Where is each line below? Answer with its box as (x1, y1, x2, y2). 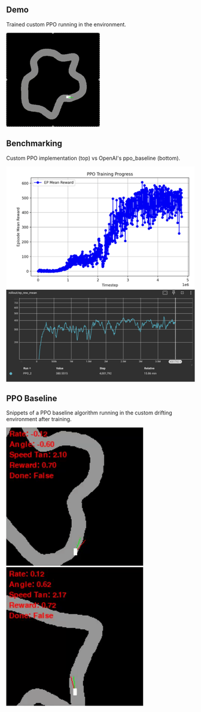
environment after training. (6, 416, 72, 423)
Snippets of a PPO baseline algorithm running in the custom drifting (6, 409, 172, 416)
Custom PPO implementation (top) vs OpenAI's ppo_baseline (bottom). (6, 154, 181, 162)
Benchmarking (6, 138, 63, 149)
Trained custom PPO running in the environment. (6, 20, 127, 28)
